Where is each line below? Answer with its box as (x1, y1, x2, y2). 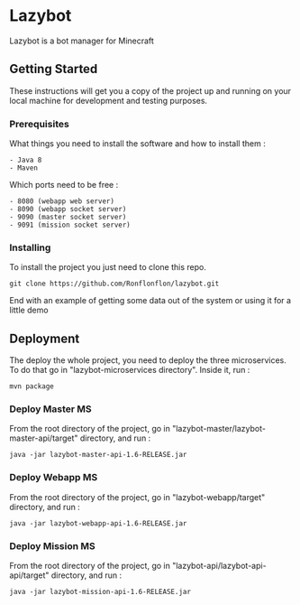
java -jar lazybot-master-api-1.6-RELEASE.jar (9, 451, 187, 460)
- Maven (9, 163, 39, 172)
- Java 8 (9, 155, 42, 165)
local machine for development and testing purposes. (9, 95, 208, 106)
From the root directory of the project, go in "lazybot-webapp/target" (9, 491, 266, 502)
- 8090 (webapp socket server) (9, 205, 127, 214)
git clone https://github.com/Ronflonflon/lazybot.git (9, 279, 220, 289)
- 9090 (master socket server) (9, 213, 127, 222)
